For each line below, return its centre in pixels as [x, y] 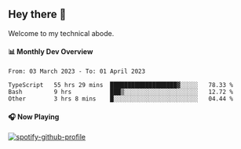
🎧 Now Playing [34, 116]
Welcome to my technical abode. [61, 33]
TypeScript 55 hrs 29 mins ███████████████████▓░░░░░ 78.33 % [121, 85]
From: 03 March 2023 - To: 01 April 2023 [77, 71]
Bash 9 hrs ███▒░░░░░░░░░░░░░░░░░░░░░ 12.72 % [121, 92]
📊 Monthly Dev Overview [51, 52]
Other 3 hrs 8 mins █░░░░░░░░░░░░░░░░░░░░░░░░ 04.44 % [121, 99]
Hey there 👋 [37, 15]
